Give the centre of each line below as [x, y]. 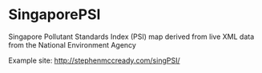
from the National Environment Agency [72, 44]
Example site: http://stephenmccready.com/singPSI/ [94, 60]
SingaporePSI [54, 15]
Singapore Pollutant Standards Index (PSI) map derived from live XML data [131, 36]
